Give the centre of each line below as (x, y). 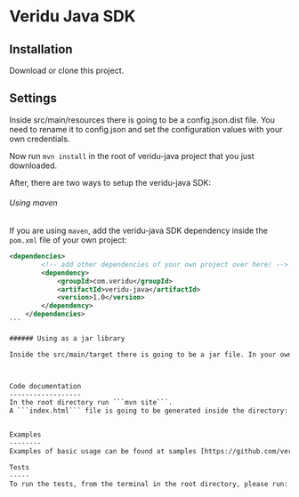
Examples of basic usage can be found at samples (103, 451)
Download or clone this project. (67, 70)
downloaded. (33, 165)
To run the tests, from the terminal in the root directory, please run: (149, 484)
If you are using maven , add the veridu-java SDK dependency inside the (139, 231)
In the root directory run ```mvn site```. (91, 403)
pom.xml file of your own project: (68, 240)
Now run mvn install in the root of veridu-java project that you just (132, 156)
